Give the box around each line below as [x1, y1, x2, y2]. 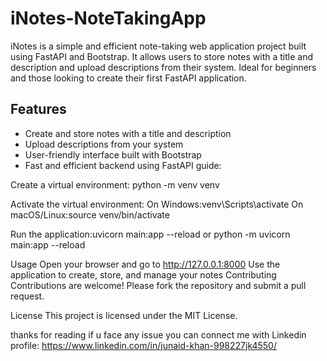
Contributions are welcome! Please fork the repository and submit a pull [10, 279, 307, 291]
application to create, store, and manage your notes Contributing [10, 268, 277, 281]
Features [10, 101, 67, 118]
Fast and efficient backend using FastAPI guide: [24, 159, 222, 171]
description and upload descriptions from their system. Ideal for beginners [10, 61, 317, 73]
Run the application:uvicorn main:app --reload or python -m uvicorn [10, 228, 291, 240]
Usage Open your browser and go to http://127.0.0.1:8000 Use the [10, 258, 281, 270]
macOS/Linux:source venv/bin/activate [10, 208, 170, 221]
